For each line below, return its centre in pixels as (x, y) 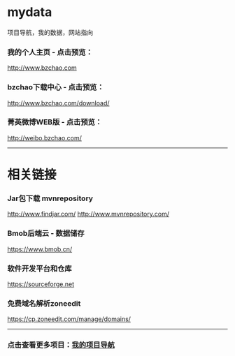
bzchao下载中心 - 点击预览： (56, 87)
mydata (30, 12)
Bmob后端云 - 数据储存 (46, 233)
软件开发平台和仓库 (40, 268)
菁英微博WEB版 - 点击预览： (55, 122)
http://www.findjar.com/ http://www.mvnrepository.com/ (88, 214)
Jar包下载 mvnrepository (50, 198)
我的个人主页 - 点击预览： (50, 52)
